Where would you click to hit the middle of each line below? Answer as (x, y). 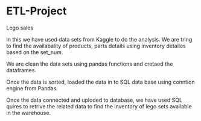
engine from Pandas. (32, 88)
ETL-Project (37, 11)
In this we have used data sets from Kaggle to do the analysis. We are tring (99, 39)
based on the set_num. (35, 52)
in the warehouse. (29, 113)
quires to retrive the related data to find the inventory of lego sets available (99, 106)
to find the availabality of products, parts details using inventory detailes (96, 46)
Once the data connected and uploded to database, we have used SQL (94, 100)
